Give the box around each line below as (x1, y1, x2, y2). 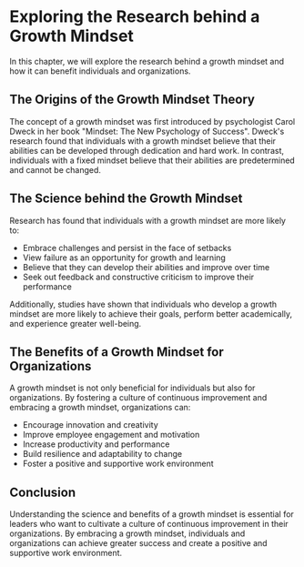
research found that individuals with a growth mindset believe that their (9, 135, 276, 147)
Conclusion (9, 484, 76, 500)
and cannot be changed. (9, 164, 102, 175)
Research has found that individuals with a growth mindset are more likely (9, 215, 287, 226)
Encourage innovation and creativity (22, 420, 159, 430)
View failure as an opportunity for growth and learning (22, 252, 226, 263)
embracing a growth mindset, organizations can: (9, 402, 191, 413)
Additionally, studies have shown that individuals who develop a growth (9, 299, 278, 309)
